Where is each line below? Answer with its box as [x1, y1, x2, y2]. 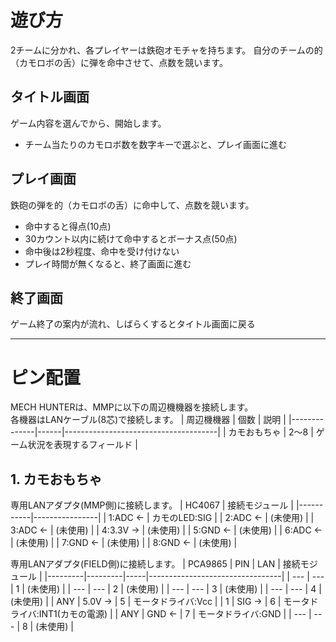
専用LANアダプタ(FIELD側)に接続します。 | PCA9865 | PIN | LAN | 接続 [10, 558, 301, 570]
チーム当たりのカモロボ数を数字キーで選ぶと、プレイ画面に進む [24, 138, 287, 150]
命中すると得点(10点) [24, 220, 112, 232]
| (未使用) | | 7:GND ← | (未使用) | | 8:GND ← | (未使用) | [10, 537, 238, 549]
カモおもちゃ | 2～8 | [228, 426, 314, 438]
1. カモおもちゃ [10, 471, 103, 488]
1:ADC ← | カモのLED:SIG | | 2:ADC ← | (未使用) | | [108, 512, 315, 524]
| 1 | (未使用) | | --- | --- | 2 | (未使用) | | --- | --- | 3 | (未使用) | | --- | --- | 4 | [10, 583, 322, 595]
